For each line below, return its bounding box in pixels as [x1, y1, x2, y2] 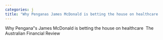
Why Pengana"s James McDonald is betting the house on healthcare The [5, 25, 154, 31]
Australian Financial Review [5, 30, 60, 36]
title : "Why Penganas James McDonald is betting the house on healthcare [5, 12, 159, 17]
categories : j [5, 7, 34, 12]
